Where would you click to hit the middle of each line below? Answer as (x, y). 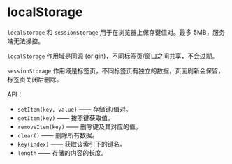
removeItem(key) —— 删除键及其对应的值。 (79, 126)
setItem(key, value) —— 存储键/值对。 (74, 109)
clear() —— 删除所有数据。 (58, 135)
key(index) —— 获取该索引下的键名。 (72, 144)
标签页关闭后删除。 (35, 79)
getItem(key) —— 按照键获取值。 (65, 118)
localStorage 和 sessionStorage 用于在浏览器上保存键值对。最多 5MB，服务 (116, 32)
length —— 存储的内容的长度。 (62, 152)
